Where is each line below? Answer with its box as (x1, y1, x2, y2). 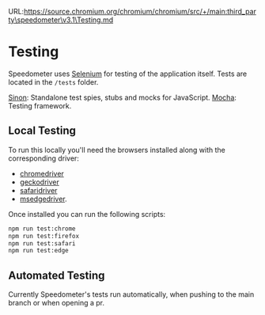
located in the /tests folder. (8, 77, 99, 86)
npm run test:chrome (8, 225, 77, 233)
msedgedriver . (19, 194, 67, 203)
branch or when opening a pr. (8, 298, 105, 308)
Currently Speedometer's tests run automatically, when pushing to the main (8, 290, 255, 299)
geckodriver (19, 177, 59, 187)
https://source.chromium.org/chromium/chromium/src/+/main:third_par (23, 7, 257, 16)
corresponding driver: (8, 154, 79, 163)
